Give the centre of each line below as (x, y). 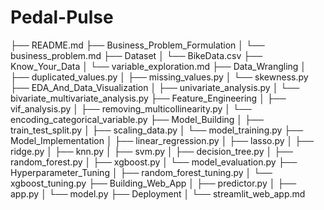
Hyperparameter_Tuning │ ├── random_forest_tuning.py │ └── (141, 172)
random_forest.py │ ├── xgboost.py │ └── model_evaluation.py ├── (154, 162)
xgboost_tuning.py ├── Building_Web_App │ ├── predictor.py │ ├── (153, 183)
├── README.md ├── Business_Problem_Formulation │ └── (137, 45)
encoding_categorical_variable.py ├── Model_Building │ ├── (137, 119)
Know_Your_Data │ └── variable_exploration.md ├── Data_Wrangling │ (158, 66)
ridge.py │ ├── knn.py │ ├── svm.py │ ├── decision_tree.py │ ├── (151, 151)
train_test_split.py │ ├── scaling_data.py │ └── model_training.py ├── (157, 130)
